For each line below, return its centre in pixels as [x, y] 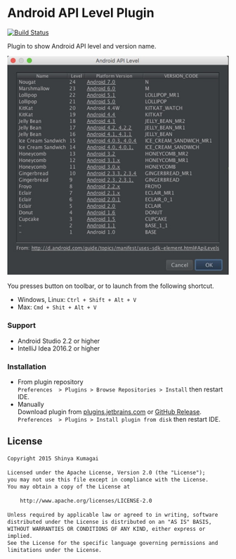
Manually [31, 404]
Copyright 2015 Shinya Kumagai [53, 458]
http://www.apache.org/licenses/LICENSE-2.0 [86, 501]
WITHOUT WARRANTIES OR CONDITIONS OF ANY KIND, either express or [106, 529]
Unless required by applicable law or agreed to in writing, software [113, 515]
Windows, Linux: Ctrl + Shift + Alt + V [77, 300]
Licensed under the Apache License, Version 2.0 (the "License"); [106, 472]
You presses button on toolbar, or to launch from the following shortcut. [111, 286]
